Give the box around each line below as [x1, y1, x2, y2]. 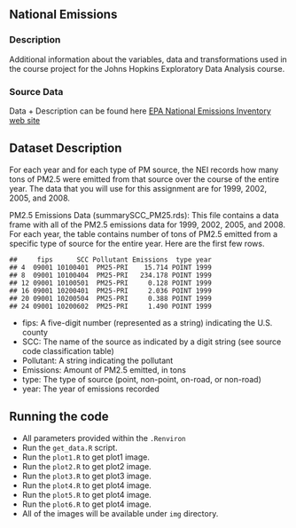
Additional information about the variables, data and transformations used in [9, 53, 288, 65]
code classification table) [21, 345, 115, 356]
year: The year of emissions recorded [21, 383, 160, 394]
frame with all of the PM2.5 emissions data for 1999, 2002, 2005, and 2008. [9, 219, 286, 230]
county [21, 327, 49, 337]
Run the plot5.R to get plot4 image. [21, 489, 152, 500]
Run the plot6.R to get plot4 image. [21, 499, 152, 509]
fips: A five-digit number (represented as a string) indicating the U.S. [21, 317, 273, 327]
